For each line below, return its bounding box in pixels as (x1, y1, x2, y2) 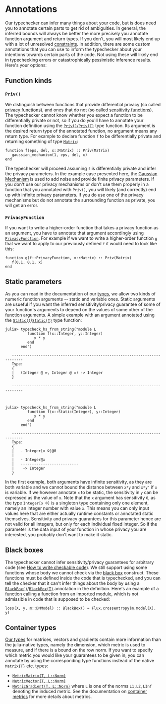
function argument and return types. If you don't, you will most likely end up (5, 36, 160, 42)
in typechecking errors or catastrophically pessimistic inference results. (5, 57, 152, 63)
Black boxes (5, 546, 44, 555)
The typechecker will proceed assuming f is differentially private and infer (5, 165, 157, 171)
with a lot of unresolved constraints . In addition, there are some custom (5, 41, 151, 47)
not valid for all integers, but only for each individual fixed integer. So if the (5, 521, 158, 527)
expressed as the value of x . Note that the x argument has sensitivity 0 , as (5, 494, 156, 500)
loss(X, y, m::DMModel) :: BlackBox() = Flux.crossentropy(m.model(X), (5, 606, 156, 611)
